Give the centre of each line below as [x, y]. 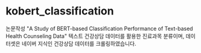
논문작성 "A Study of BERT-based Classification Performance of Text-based [100, 28]
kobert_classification [60, 11]
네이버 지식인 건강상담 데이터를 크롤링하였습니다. [79, 43]
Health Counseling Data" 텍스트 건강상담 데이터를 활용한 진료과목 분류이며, [95, 36]
